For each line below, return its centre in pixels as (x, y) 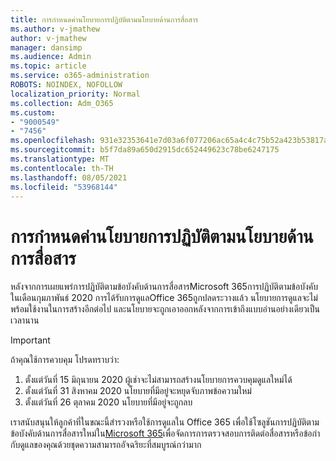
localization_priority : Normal (75, 94)
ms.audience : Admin (51, 57)
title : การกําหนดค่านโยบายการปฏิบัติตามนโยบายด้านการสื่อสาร (104, 19)
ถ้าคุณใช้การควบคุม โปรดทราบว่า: (65, 360)
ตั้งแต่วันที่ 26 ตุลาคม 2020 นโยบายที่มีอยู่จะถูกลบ (108, 402)
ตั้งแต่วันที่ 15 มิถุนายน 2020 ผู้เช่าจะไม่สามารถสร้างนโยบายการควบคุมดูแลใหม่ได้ (158, 380)
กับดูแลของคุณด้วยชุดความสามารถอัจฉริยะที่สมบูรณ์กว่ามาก (106, 445)
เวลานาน (25, 320)
